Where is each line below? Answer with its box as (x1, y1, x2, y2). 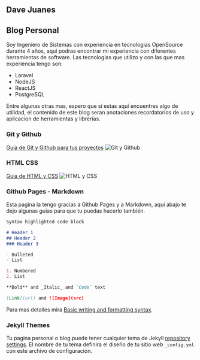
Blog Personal (6, 25, 59, 35)
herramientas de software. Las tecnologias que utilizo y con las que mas (6, 54, 185, 61)
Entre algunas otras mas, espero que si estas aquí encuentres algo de (6, 102, 178, 110)
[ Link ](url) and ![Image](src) (6, 295, 84, 301)
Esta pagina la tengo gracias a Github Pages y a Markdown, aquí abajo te (6, 201, 187, 208)
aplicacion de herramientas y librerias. (6, 115, 101, 122)
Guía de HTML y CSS (6, 172, 59, 179)
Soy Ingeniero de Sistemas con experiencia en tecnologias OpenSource (6, 41, 183, 49)
